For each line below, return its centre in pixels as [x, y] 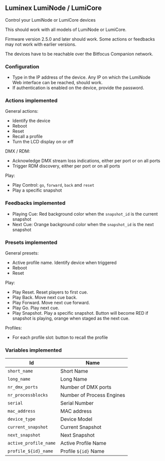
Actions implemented [31, 100]
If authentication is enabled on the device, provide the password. [78, 88]
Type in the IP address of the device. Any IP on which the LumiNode [81, 77]
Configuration [22, 66]
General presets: [22, 253]
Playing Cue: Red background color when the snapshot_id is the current [85, 214]
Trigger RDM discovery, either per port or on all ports [66, 166]
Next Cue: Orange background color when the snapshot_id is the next [83, 224]
